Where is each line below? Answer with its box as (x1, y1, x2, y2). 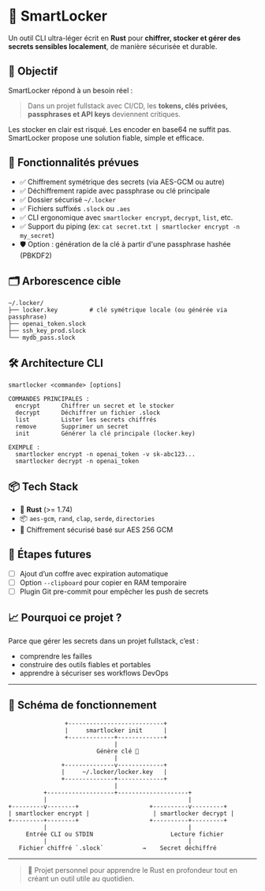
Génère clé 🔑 (95, 747, 140, 755)
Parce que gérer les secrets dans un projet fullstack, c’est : (8, 636, 200, 645)
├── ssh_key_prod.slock (8, 327, 87, 335)
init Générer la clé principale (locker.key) (15, 430, 196, 438)
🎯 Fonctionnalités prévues (8, 156, 140, 169)
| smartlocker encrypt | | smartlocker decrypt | (8, 810, 235, 817)
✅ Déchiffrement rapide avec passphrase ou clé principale (19, 186, 211, 195)
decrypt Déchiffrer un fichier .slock (15, 409, 160, 417)
